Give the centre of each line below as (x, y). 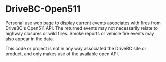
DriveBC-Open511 (43, 9)
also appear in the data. (30, 39)
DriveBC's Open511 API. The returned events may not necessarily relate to (81, 28)
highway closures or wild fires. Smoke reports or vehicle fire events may (80, 33)
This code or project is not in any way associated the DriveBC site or (76, 48)
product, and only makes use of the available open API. (62, 54)
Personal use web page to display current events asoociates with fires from (83, 23)
